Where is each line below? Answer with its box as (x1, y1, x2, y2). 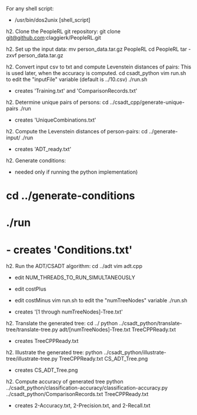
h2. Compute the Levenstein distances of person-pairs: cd (6, 128, 148, 135)
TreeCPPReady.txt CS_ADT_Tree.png (58, 355, 148, 362)
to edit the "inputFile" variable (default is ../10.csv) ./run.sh (6, 76, 148, 83)
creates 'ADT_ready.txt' (14, 146, 72, 152)
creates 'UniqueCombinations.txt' (14, 116, 96, 123)
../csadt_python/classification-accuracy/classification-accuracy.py (6, 384, 168, 391)
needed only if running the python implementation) (14, 168, 138, 175)
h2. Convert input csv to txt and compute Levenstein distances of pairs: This (6, 63, 192, 70)
